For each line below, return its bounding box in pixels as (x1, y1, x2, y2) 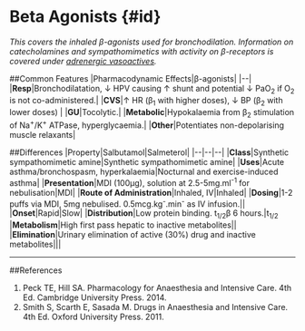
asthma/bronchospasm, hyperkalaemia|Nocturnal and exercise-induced (9, 166, 279, 177)
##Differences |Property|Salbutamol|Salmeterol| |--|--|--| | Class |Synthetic (9, 147, 290, 158)
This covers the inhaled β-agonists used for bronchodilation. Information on (9, 36, 294, 47)
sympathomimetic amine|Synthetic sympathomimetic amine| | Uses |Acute (9, 156, 284, 167)
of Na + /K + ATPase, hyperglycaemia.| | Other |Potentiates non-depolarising (9, 118, 284, 131)
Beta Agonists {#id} (9, 6, 162, 27)
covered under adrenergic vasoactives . (9, 55, 157, 66)
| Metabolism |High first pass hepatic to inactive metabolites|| (9, 219, 238, 230)
